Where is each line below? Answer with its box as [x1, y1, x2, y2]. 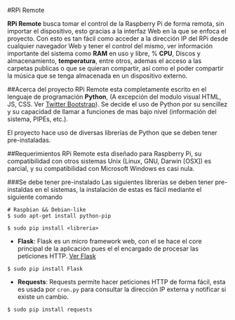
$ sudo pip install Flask [7, 265, 83, 272]
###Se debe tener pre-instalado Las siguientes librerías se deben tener [7, 178, 214, 186]
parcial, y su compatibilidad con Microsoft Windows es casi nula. [7, 165, 195, 172]
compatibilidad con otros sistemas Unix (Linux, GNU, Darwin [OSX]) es [7, 157, 212, 165]
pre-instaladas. [7, 136, 51, 144]
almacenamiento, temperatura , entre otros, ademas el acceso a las [7, 57, 202, 65]
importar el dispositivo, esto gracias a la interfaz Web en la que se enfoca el [7, 27, 227, 35]
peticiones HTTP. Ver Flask [17, 252, 96, 260]
